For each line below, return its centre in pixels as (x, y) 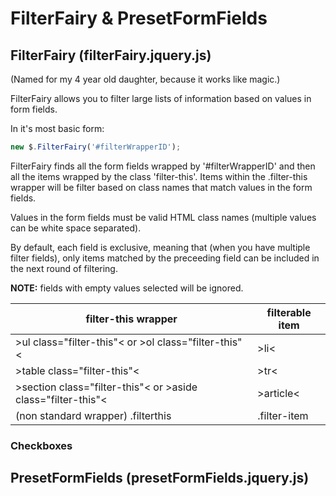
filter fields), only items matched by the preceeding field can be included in (165, 258)
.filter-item (283, 415)
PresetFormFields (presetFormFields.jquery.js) (160, 478)
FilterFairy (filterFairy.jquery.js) (111, 55)
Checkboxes (41, 445)
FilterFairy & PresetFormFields (139, 18)
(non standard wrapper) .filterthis (93, 415)
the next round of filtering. (64, 268)
